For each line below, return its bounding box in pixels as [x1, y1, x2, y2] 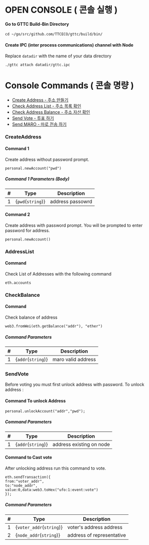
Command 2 [5, 212, 30, 218]
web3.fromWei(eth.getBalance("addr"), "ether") [5, 324, 103, 329]
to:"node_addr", [5, 483, 38, 488]
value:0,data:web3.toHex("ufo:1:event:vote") [5, 487, 98, 492]
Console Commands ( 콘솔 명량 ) [5, 80, 134, 91]
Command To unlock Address [5, 398, 66, 404]
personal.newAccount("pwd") [5, 166, 62, 170]
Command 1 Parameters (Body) [5, 176, 70, 182]
